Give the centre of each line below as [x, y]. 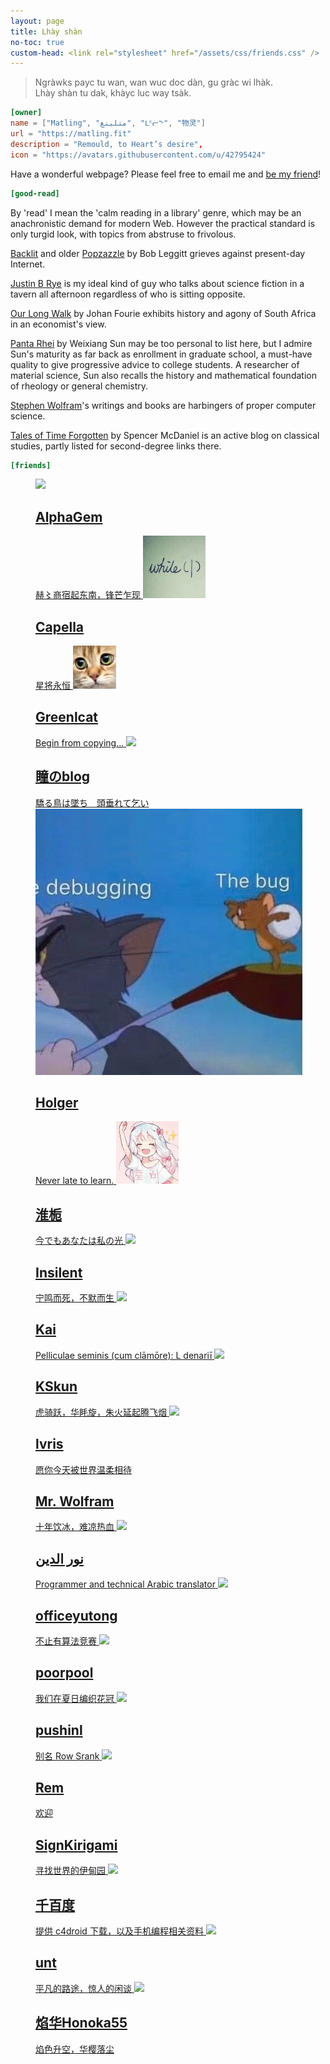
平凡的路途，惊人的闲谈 [83, 1988]
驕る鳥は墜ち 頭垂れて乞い [92, 802]
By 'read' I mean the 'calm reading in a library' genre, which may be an [156, 212]
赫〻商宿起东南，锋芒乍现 [88, 595]
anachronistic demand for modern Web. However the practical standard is [163, 223]
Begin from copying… [80, 742]
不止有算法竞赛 [66, 1641]
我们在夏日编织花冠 [75, 1698]
